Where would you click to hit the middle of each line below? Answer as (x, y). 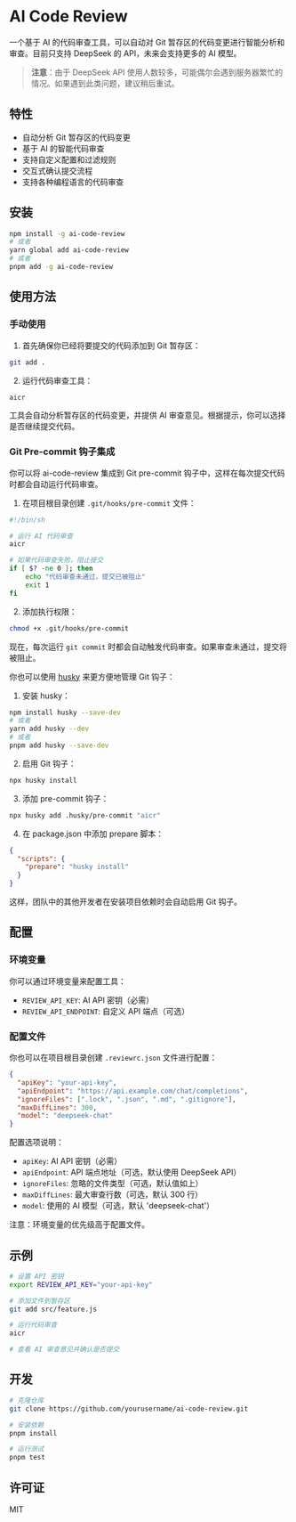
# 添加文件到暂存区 (40, 1301)
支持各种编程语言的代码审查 (73, 182)
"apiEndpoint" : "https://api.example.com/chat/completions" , (133, 1091)
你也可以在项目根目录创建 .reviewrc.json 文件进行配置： (113, 1058)
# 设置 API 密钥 (36, 1276)
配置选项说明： (36, 1143)
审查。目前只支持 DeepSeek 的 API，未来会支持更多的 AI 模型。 (125, 53)
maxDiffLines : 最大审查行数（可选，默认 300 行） (112, 1194)
